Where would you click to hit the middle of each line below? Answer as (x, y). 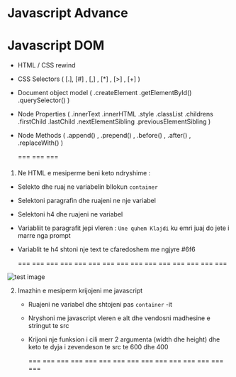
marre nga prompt (44, 235)
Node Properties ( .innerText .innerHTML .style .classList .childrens (116, 114)
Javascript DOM (56, 46)
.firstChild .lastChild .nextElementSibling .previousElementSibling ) (114, 121)
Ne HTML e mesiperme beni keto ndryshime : (84, 173)
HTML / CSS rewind (46, 65)
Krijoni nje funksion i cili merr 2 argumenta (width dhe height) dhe (124, 339)
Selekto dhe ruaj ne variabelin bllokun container (88, 187)
